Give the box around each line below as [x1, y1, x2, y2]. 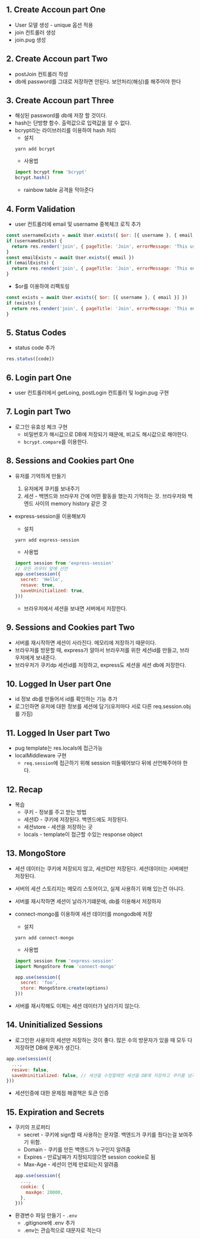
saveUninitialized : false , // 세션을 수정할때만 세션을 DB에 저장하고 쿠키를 [11, 1072, 185, 1078]
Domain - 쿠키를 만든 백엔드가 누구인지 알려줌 [23, 1146, 131, 1153]
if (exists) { [6, 300, 42, 306]
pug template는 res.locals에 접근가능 [14, 744, 103, 752]
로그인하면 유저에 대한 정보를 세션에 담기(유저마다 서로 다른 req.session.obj [14, 703, 191, 710]
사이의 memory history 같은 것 [35, 500, 107, 507]
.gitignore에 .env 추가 [23, 1219, 76, 1226]
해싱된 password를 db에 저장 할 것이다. [14, 112, 107, 119]
